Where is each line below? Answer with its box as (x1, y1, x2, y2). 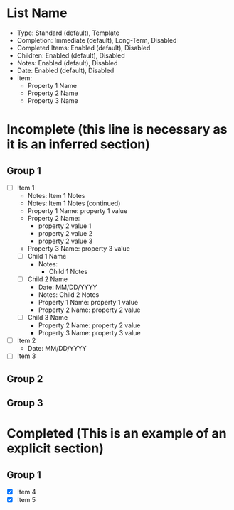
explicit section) (6, 440, 104, 457)
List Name (6, 5, 68, 21)
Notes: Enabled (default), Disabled (16, 58, 118, 67)
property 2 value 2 (38, 229, 93, 237)
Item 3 (16, 352, 36, 360)
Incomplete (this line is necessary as (6, 121, 228, 138)
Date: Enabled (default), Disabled (16, 66, 115, 75)
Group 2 (6, 373, 43, 385)
